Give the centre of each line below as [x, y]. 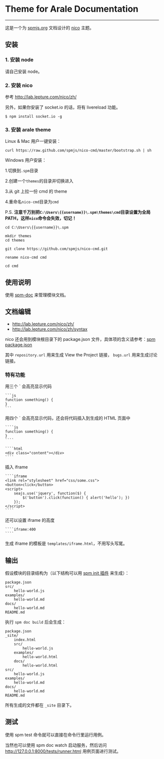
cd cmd [12, 266]
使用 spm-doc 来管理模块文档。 [37, 295]
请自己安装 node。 [24, 71]
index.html [25, 640]
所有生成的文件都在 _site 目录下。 [40, 705]
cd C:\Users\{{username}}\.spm [37, 228]
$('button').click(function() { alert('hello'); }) [76, 498]
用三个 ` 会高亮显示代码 [29, 386]
